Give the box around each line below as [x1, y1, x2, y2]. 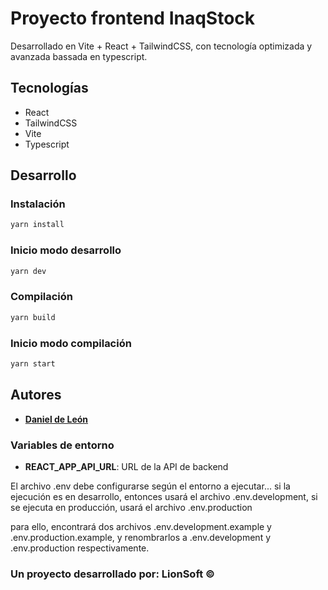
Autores [10, 387, 62, 404]
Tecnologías [10, 80, 89, 97]
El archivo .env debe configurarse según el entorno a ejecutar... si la [10, 480, 291, 492]
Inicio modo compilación [10, 336, 132, 350]
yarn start [10, 358, 56, 369]
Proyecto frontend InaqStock [10, 7, 256, 30]
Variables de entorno [10, 438, 115, 452]
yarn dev [10, 266, 47, 276]
